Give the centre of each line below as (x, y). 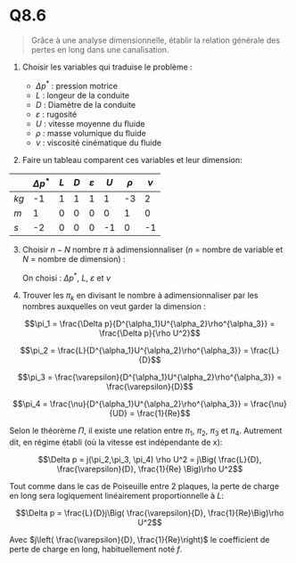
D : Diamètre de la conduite (86, 104)
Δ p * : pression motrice (77, 85)
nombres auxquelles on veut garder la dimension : (114, 306)
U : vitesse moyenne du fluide (90, 123)
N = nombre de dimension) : (74, 258)
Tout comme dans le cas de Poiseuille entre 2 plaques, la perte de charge (144, 486)
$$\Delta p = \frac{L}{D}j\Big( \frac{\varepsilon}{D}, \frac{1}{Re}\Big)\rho (150, 513)
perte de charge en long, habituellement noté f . (96, 550)
